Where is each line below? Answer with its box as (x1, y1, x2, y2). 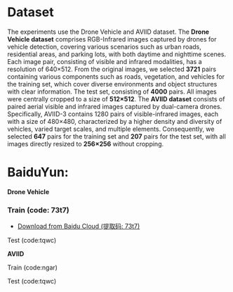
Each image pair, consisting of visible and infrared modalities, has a (7, 57, 202, 65)
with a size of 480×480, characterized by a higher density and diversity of (7, 117, 222, 125)
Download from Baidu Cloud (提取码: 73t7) (17, 222, 140, 231)
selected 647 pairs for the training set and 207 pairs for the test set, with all (7, 132, 226, 141)
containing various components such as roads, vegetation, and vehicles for (7, 72, 225, 81)
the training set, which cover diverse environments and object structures (7, 80, 218, 88)
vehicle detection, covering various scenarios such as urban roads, (7, 42, 202, 51)
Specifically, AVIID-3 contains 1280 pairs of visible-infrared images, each (7, 110, 219, 118)
